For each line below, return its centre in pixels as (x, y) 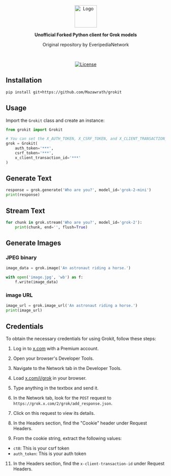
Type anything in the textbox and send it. (56, 388)
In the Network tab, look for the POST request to (62, 398)
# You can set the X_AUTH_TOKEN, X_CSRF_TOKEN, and (61, 139)
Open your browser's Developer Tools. (54, 358)
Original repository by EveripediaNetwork (86, 45)
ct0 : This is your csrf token (41, 448)
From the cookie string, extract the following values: (67, 438)
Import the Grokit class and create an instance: (55, 120)
